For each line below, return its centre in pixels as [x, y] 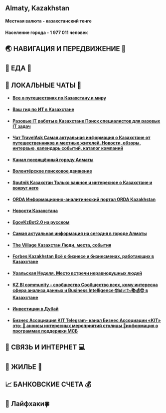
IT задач [21, 126]
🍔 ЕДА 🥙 [18, 68]
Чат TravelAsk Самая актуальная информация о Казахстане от [81, 137]
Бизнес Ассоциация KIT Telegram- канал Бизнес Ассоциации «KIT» [86, 320]
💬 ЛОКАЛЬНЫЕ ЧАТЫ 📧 [43, 85]
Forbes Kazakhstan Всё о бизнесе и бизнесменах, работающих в [83, 256]
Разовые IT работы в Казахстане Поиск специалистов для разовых [86, 121]
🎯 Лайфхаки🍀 [27, 404]
